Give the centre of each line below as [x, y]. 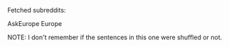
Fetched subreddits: [37, 10]
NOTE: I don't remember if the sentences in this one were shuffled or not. [115, 37]
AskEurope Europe [35, 23]
